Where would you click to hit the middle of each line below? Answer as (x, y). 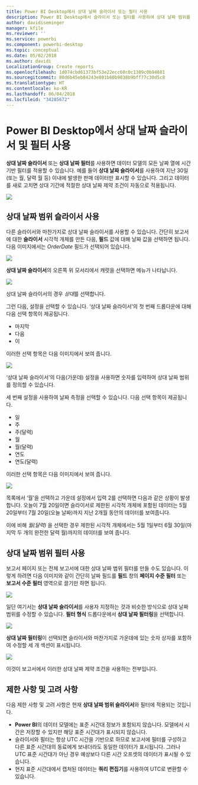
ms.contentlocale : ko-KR (37, 89)
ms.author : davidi (29, 61)
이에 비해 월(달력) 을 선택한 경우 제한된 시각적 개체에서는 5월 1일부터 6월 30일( (97, 525)
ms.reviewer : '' (26, 34)
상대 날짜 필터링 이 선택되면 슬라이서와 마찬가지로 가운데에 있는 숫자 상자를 (91, 638)
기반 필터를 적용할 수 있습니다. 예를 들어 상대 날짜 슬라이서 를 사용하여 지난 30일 (97, 170)
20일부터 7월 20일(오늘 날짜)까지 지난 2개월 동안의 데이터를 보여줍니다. (88, 512)
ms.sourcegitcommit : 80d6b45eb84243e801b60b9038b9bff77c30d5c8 (86, 77)
